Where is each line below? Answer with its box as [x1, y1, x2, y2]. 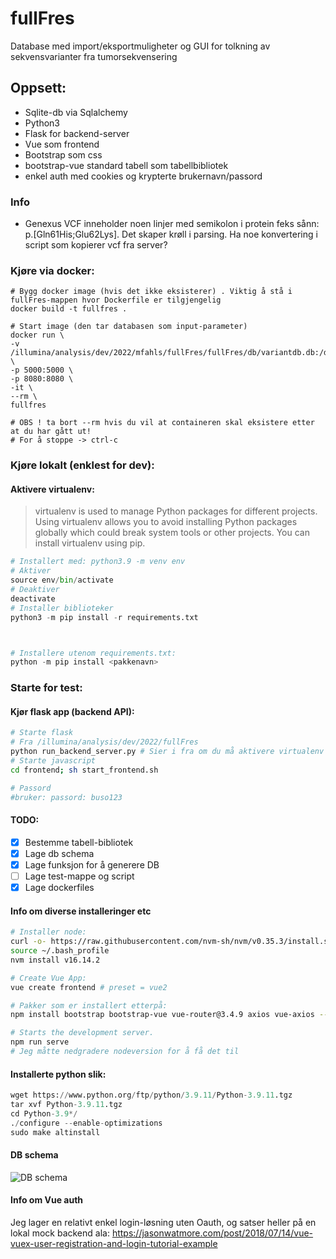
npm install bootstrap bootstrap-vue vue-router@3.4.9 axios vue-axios [10, 1010, 315, 1020]
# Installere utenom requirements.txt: [10, 648, 177, 658]
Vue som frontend [24, 138, 100, 150]
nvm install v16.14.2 [10, 955, 101, 965]
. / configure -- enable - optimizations [10, 1118, 163, 1128]
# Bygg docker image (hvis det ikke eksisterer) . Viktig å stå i [10, 287, 293, 297]
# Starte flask [10, 728, 74, 738]
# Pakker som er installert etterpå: [10, 1000, 168, 1011]
